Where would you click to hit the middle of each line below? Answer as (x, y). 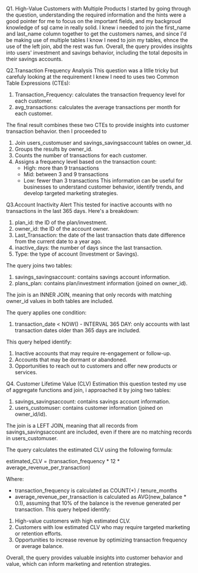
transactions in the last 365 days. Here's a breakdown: (72, 211)
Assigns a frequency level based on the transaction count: (85, 162)
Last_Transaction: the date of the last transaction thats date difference (100, 235)
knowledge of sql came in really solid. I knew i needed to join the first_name (98, 27)
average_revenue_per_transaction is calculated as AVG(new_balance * (100, 497)
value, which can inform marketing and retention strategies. (79, 564)
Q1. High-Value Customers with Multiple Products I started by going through (98, 9)
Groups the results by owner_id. (53, 149)
